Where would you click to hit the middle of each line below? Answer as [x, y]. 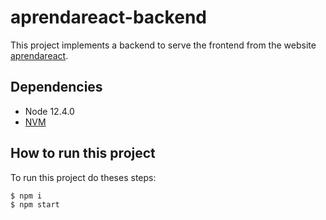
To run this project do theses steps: [83, 177]
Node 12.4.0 [49, 111]
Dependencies [56, 87]
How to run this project [83, 153]
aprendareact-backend [108, 17]
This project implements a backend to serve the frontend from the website [163, 45]
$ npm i [26, 196]
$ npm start [35, 204]
